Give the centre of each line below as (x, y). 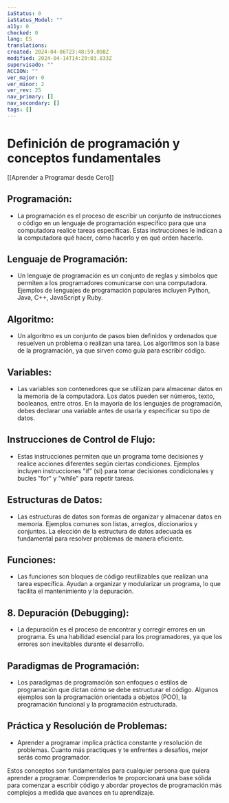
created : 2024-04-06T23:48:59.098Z (58, 52)
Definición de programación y (94, 144)
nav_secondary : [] (33, 103)
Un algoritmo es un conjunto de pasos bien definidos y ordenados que (117, 336)
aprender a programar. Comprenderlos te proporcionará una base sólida (109, 778)
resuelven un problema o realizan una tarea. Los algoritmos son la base (118, 343)
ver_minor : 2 (26, 84)
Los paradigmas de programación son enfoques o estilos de (102, 682)
